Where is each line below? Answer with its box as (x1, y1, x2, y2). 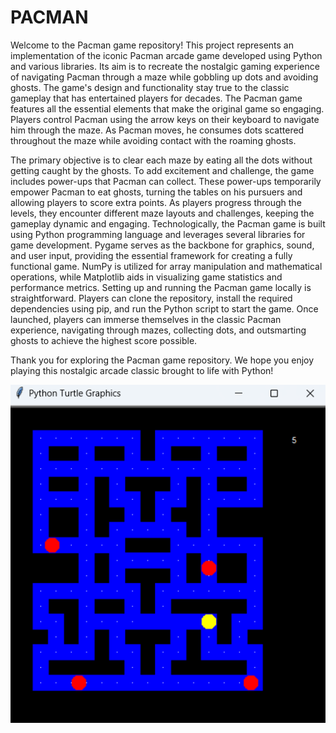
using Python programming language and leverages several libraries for (10, 228, 306, 240)
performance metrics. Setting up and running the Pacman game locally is (10, 281, 312, 293)
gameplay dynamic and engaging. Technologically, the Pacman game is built (10, 217, 326, 230)
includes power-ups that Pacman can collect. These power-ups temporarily (10, 175, 322, 187)
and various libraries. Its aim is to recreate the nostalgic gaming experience (10, 60, 320, 72)
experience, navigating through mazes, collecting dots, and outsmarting (10, 324, 307, 336)
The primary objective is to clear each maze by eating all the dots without (10, 154, 313, 166)
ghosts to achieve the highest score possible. (10, 334, 198, 346)
